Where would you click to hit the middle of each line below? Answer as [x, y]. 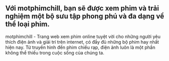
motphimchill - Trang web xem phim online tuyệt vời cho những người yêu [83, 36]
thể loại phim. [28, 24]
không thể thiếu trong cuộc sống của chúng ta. [55, 52]
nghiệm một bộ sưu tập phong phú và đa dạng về [85, 17]
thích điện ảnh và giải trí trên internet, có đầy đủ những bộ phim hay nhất [82, 42]
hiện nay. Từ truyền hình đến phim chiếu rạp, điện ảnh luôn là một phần [80, 47]
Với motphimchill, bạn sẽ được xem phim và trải [82, 8]
